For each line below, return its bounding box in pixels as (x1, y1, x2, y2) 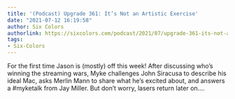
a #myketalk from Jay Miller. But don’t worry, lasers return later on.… (7, 84, 205, 92)
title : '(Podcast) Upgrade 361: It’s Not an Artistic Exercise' (7, 10, 199, 17)
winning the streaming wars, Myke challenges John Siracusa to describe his (7, 69, 227, 77)
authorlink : (7, 29, 42, 37)
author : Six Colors (7, 23, 64, 30)
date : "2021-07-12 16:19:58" (7, 17, 92, 24)
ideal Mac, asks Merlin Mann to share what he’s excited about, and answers (7, 77, 225, 84)
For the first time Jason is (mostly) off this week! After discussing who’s (7, 62, 213, 70)
